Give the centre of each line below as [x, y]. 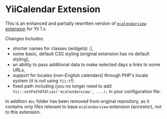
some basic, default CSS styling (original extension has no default [81, 54]
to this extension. [23, 112]
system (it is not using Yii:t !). [44, 81]
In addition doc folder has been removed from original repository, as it [77, 101]
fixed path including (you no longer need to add [62, 86]
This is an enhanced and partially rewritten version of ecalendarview [76, 23]
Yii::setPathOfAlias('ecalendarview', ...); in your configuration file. [87, 91]
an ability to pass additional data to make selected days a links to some [86, 64]
